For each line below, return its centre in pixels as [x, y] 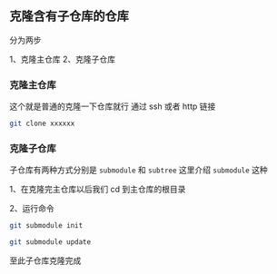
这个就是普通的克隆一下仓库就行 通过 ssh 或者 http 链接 [113, 106]
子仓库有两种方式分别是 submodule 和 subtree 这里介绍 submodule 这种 [138, 170]
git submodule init [46, 226]
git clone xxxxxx [42, 124]
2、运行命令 [32, 209]
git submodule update [50, 242]
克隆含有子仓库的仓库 [69, 16]
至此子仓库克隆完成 [45, 260]
